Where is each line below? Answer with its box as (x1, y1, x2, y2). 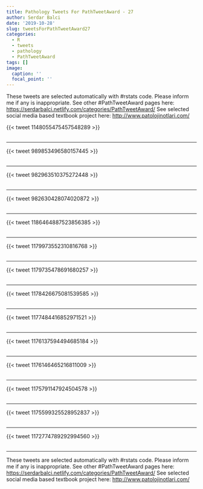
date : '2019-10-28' (6, 20, 56, 26)
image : (6, 65, 23, 71)
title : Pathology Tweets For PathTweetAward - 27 (6, 8, 134, 15)
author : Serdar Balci (6, 14, 61, 21)
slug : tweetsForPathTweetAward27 (6, 25, 91, 32)
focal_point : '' (11, 76, 53, 82)
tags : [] (6, 59, 28, 65)
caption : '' (11, 71, 42, 77)
